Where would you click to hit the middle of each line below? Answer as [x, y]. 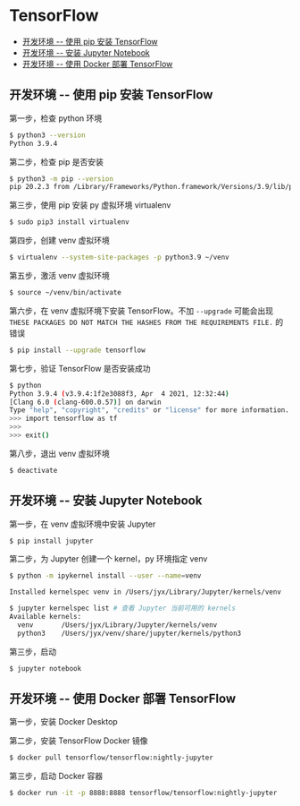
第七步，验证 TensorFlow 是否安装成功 [80, 368]
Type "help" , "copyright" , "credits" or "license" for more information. [150, 410]
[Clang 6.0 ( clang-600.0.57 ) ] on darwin [86, 402]
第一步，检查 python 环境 [56, 118]
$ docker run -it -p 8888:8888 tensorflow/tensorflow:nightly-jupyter [143, 793]
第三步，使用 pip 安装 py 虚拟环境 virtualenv [90, 205]
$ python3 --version [48, 135]
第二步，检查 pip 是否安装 [57, 161]
